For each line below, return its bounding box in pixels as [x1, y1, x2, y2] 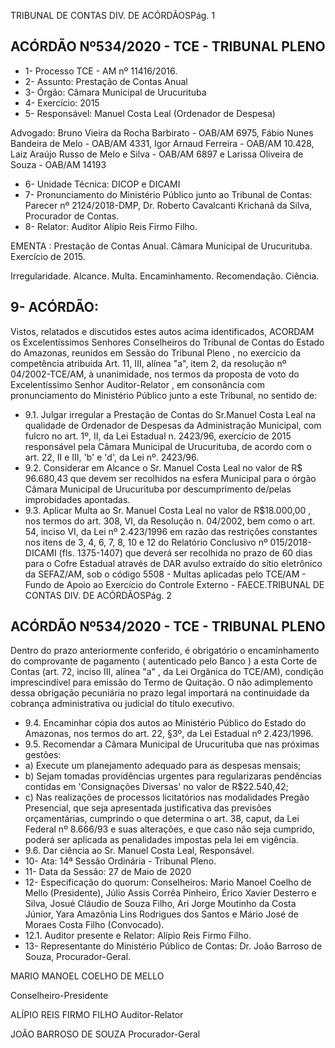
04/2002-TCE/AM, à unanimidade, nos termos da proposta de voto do [10, 368, 300, 380]
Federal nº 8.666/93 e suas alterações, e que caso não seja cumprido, [24, 823, 316, 835]
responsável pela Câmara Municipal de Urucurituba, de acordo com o [24, 440, 312, 452]
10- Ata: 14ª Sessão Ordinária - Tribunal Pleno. [24, 855, 217, 867]
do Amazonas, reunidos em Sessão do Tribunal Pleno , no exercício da [10, 346, 301, 359]
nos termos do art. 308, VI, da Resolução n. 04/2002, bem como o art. [24, 515, 316, 527]
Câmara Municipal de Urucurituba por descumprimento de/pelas [24, 483, 292, 495]
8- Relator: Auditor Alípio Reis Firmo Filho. [24, 220, 198, 232]
